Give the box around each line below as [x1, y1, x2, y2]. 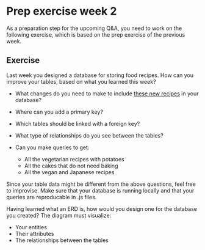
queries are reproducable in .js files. [6, 193, 97, 200]
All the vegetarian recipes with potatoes [24, 155, 124, 163]
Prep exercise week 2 [6, 4, 117, 18]
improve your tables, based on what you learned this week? [6, 78, 157, 85]
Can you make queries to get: [15, 144, 90, 151]
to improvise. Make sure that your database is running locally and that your [6, 186, 195, 194]
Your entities [15, 223, 48, 230]
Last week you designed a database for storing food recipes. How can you [6, 72, 194, 79]
